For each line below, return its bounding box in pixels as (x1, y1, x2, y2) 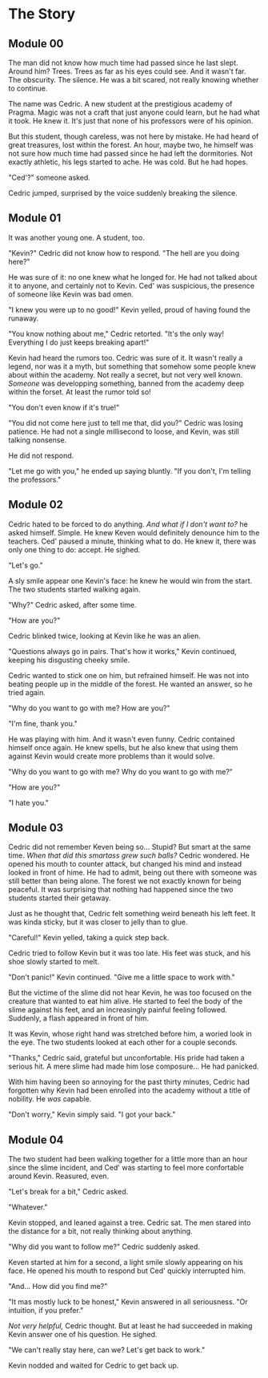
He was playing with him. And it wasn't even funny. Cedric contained (8, 734, 235, 744)
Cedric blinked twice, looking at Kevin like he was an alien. (8, 631, 202, 641)
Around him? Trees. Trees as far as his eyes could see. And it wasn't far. (8, 67, 246, 76)
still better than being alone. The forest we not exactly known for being (8, 876, 242, 886)
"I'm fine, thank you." (8, 718, 78, 728)
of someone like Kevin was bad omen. (8, 289, 134, 299)
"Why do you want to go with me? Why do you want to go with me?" (8, 766, 234, 776)
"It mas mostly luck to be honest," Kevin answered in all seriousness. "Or (8, 1297, 248, 1307)
